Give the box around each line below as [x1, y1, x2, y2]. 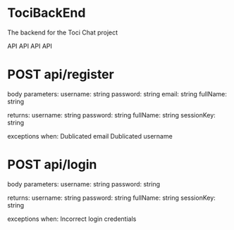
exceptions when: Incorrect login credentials [7, 215, 137, 223]
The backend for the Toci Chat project [7, 28, 118, 37]
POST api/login [7, 157, 97, 173]
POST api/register [7, 67, 114, 82]
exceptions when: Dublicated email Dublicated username [7, 132, 173, 140]
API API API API [7, 41, 53, 50]
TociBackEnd [7, 5, 86, 21]
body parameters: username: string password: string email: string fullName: [7, 89, 227, 98]
